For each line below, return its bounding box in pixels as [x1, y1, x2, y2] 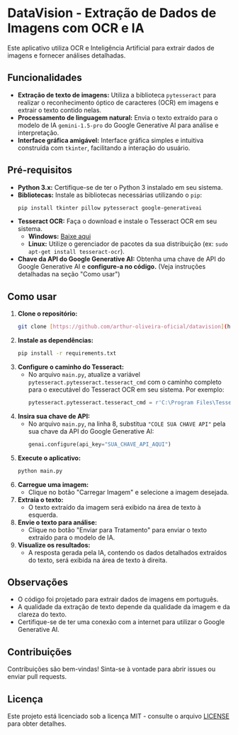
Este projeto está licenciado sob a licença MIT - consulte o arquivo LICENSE [7, 712, 230, 721]
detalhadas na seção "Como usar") [17, 270, 120, 279]
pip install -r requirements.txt [17, 350, 117, 357]
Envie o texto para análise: [17, 517, 98, 527]
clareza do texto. [17, 610, 67, 619]
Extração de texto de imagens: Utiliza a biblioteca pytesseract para [17, 90, 217, 99]
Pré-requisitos [7, 164, 73, 176]
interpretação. [17, 128, 59, 136]
